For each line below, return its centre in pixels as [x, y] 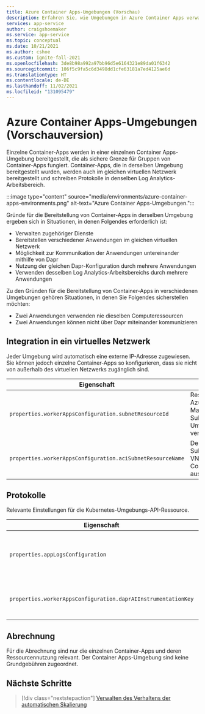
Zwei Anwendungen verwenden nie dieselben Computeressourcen [99, 316]
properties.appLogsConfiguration [58, 555]
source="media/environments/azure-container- [128, 196]
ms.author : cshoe [28, 52]
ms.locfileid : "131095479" [41, 92]
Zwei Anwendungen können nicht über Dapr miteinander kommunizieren [106, 322]
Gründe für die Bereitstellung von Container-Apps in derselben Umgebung [100, 215]
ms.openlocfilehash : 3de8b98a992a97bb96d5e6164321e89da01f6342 [88, 63]
